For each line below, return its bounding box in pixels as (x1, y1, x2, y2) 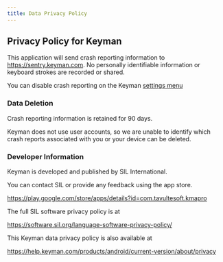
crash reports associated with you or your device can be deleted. (7, 134, 191, 143)
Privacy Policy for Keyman (7, 36, 122, 47)
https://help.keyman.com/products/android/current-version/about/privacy (7, 248, 216, 256)
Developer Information (7, 152, 84, 161)
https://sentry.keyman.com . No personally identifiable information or (7, 61, 200, 69)
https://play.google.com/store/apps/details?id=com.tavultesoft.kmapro (7, 194, 207, 202)
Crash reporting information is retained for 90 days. (7, 114, 153, 122)
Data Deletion (7, 99, 54, 108)
